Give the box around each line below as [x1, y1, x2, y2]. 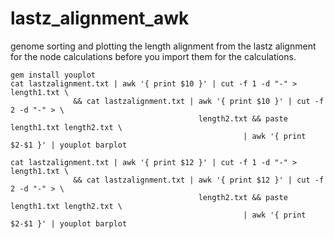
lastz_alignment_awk [10, 7, 190, 30]
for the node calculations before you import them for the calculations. [10, 50, 297, 62]
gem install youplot [10, 70, 97, 80]
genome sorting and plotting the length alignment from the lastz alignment [10, 40, 317, 52]
